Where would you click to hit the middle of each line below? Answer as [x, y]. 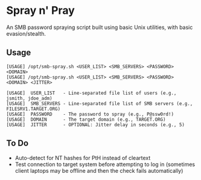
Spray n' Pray [41, 11]
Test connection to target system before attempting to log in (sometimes [105, 164]
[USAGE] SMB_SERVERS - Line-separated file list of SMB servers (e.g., [100, 103]
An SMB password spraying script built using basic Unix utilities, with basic [100, 27]
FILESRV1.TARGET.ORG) [33, 109]
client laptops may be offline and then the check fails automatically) [99, 170]
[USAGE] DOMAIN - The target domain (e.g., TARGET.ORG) [86, 119]
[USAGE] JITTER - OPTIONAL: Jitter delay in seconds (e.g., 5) [96, 124]
